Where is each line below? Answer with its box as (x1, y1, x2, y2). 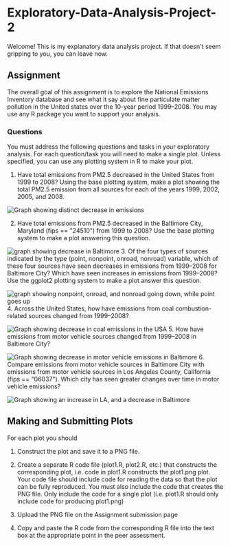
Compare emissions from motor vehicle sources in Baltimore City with (7, 360, 205, 369)
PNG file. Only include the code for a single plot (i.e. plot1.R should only (16, 490, 219, 498)
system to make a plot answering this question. (16, 234, 151, 242)
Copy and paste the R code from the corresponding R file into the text (16, 523, 215, 532)
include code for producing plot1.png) (16, 497, 124, 505)
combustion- (174, 304, 211, 313)
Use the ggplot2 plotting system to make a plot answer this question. (7, 277, 202, 285)
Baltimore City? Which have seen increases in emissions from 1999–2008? (7, 269, 218, 277)
